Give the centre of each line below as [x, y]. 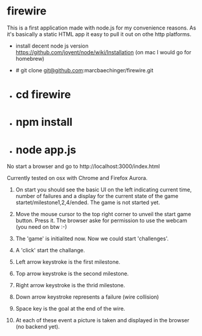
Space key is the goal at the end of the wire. [70, 309]
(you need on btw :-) [41, 227]
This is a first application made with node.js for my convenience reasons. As [102, 28]
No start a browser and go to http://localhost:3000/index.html [84, 166]
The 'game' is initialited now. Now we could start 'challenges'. [92, 238]
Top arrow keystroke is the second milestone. [72, 274]
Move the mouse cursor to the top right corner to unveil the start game [103, 214]
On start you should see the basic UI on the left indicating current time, [103, 190]
